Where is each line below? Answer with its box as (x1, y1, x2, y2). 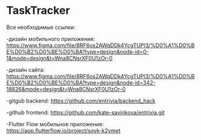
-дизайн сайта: (6, 66, 45, 73)
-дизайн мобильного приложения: (6, 35, 95, 42)
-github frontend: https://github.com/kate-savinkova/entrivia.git (6, 109, 165, 116)
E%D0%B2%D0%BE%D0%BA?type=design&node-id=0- (6, 48, 150, 55)
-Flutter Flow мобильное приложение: (6, 120, 104, 127)
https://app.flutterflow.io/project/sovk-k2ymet (6, 127, 121, 134)
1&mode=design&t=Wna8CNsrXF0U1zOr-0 (6, 54, 113, 62)
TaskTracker (6, 4, 70, 17)
